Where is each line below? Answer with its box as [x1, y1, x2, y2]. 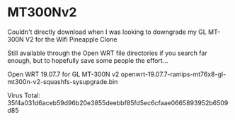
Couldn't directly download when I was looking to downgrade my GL [7, 28, 207, 36]
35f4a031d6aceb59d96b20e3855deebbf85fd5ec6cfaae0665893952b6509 [7, 98, 229, 107]
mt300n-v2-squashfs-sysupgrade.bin [7, 77, 118, 85]
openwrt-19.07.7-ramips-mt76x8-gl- [120, 70, 227, 78]
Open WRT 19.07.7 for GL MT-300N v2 [7, 70, 120, 78]
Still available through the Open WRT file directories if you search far [7, 49, 207, 57]
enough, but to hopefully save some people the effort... [7, 56, 168, 64]
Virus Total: [7, 91, 41, 100]
